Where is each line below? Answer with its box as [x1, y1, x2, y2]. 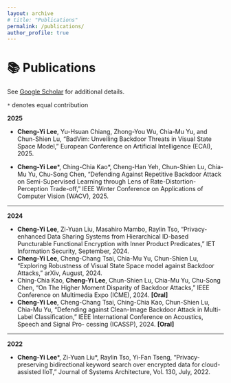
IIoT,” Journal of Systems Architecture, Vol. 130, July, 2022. [42, 368, 211, 376]
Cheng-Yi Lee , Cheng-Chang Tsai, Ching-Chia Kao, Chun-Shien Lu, [16, 298, 210, 307]
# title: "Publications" [7, 17, 78, 23]
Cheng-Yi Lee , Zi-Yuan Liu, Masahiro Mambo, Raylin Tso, [16, 225, 180, 234]
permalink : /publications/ [7, 23, 85, 30]
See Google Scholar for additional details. [7, 87, 125, 96]
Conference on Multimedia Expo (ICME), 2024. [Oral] [16, 291, 168, 299]
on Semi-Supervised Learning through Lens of [16, 177, 149, 186]
